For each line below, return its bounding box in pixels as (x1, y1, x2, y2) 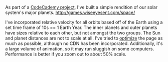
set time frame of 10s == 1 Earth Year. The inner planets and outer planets (5, 24, 157, 30)
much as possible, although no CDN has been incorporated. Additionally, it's (5, 40, 163, 46)
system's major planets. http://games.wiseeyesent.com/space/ (5, 9, 135, 15)
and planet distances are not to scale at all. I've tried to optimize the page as (5, 35, 163, 41)
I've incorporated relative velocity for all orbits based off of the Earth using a (5, 19, 163, 25)
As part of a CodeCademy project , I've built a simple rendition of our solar (5, 4, 158, 10)
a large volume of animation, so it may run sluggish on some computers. (5, 46, 154, 51)
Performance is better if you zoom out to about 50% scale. (5, 51, 127, 57)
